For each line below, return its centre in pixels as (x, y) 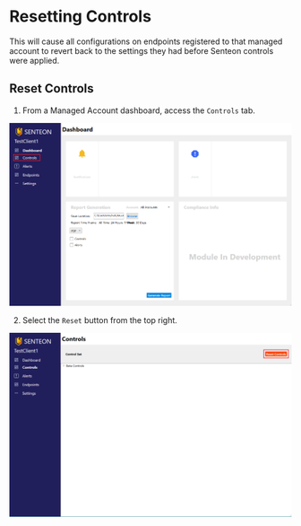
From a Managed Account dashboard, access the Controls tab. (138, 110)
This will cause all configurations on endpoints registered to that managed (146, 41)
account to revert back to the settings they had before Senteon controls (142, 50)
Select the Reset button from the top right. (99, 320)
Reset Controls (52, 88)
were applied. (34, 60)
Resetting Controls (81, 17)
